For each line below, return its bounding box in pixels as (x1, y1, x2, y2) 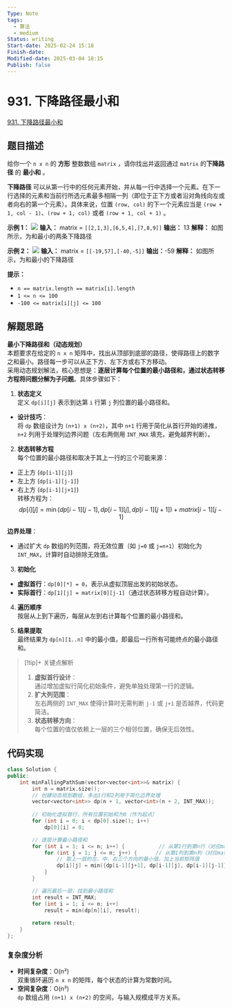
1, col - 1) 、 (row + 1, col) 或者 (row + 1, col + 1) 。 (7, 209, 170, 217)
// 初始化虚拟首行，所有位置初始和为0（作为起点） (32, 811, 157, 818)
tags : (7, 17, 23, 24)
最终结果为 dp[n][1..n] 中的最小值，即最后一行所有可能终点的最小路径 (17, 635, 219, 643)
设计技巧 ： (17, 413, 48, 421)
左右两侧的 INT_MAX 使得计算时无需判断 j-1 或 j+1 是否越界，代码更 (34, 699, 224, 708)
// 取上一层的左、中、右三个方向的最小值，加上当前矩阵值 (56, 856, 200, 863)
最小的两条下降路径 (37, 232, 92, 241)
